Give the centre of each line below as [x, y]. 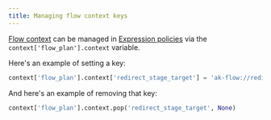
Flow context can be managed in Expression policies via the [108, 39]
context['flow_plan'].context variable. [74, 47]
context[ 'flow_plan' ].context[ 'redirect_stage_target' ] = [108, 77]
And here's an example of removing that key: [83, 93]
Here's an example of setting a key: [67, 63]
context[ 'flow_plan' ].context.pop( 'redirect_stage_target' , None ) [122, 108]
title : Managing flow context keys [68, 16]
